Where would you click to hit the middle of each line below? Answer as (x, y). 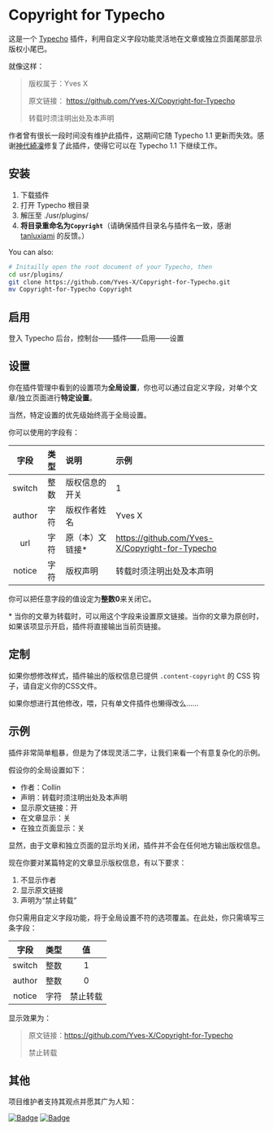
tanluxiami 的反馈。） (54, 235)
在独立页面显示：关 (52, 828)
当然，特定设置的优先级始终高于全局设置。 (80, 415)
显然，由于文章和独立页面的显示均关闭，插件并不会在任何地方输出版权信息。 (136, 845)
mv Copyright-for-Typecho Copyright (70, 290)
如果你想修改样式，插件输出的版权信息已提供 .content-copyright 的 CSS (130, 676)
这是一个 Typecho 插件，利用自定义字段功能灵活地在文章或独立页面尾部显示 (135, 38)
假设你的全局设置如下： (48, 770)
